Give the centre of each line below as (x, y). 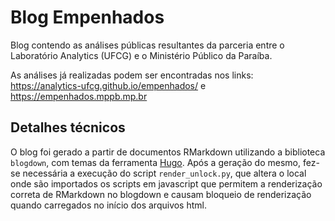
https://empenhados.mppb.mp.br (79, 96)
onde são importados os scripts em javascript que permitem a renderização (166, 183)
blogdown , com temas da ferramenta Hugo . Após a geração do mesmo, (155, 162)
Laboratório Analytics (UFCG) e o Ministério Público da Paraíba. (141, 55)
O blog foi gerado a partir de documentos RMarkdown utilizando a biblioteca (168, 152)
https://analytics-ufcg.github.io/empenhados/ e (108, 85)
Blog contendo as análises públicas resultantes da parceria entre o (147, 45)
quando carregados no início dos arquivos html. (108, 205)
